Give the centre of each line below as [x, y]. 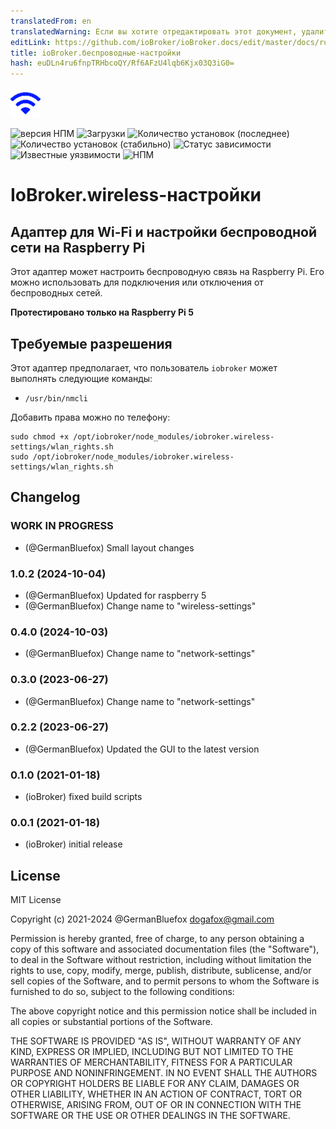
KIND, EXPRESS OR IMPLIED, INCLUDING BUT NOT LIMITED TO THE [152, 1052]
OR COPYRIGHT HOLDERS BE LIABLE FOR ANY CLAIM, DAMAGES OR [155, 1084]
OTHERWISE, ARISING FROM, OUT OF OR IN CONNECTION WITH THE [156, 1105]
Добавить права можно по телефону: [90, 417]
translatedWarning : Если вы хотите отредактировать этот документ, [154, 31]
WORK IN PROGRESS [62, 526]
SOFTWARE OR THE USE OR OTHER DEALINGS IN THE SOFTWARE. [150, 1116]
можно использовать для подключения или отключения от [137, 282]
